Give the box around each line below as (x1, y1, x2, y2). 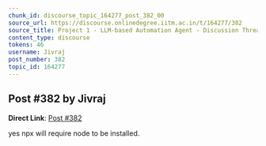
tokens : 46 (8, 41, 44, 49)
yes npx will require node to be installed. (8, 128, 140, 138)
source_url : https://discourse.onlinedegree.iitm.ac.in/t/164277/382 (8, 19, 243, 27)
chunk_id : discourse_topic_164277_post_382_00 (8, 11, 165, 20)
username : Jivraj (8, 48, 66, 56)
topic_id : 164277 (8, 63, 66, 71)
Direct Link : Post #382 (8, 113, 82, 122)
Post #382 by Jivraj (8, 92, 106, 106)
